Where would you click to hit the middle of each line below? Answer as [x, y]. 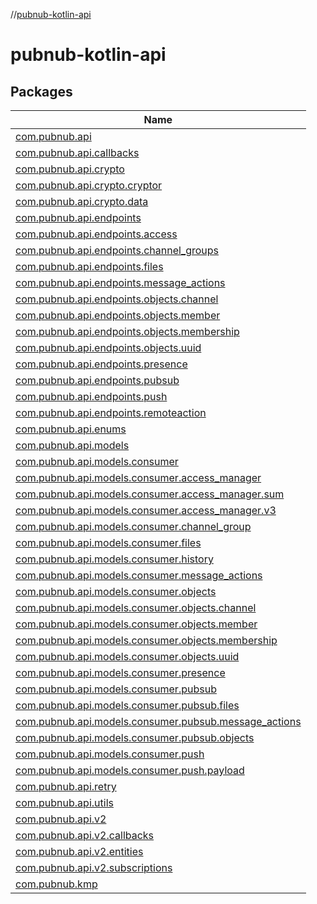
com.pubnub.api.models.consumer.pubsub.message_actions [158, 721]
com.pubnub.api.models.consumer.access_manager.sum [150, 494]
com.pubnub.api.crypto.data [82, 201]
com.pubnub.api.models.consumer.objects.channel [136, 607]
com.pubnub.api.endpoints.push [91, 396]
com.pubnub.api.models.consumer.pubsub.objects [135, 737]
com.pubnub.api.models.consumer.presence [120, 672]
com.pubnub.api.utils [64, 802]
